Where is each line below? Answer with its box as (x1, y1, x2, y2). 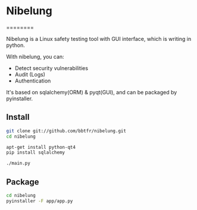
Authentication (14, 77, 51, 84)
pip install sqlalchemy (6, 149, 65, 155)
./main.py (6, 160, 31, 167)
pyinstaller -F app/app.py (6, 198, 73, 204)
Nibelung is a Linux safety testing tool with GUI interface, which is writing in (6, 35, 192, 42)
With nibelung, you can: (6, 53, 64, 60)
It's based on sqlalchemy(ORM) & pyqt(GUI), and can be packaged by (6, 88, 177, 96)
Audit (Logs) (14, 71, 46, 78)
